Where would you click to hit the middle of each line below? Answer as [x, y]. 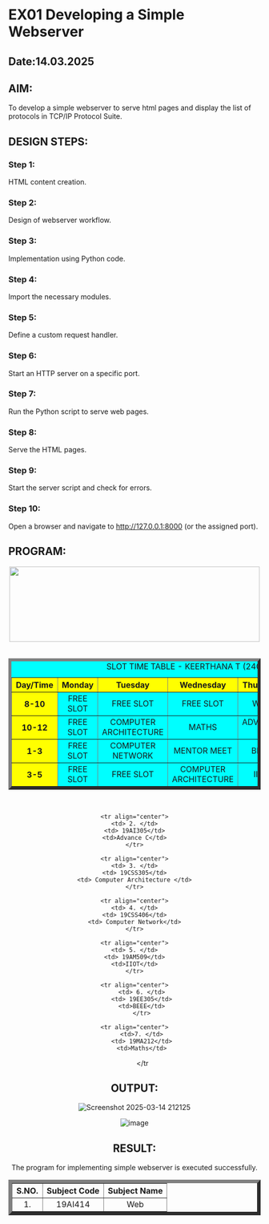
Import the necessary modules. [60, 296]
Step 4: [23, 279]
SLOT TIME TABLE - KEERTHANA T [174, 666]
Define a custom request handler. [63, 335]
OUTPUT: [134, 1088]
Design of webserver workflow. [60, 220]
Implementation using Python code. [67, 258]
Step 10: [25, 509]
